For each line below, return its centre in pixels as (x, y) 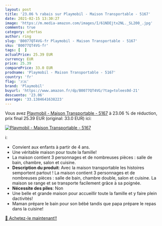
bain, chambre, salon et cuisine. (44, 163)
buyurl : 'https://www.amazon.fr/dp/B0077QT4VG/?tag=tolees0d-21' (72, 90)
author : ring (18, 37)
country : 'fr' (19, 77)
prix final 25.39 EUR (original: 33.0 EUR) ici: (48, 119)
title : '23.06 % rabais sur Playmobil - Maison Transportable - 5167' (78, 14)
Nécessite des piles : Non (38, 188)
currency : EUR (19, 59)
